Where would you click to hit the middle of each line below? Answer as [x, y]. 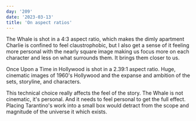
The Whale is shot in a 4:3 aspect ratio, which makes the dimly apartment [95, 39]
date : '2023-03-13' [30, 17]
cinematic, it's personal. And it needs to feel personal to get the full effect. [96, 99]
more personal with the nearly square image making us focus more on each [98, 52]
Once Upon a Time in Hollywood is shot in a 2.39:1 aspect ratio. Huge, [91, 69]
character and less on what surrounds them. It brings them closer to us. [93, 58]
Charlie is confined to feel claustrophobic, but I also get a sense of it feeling [98, 45]
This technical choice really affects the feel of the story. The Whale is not [95, 93]
